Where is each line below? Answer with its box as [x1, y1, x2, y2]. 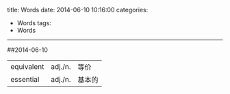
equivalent [10, 62, 44, 71]
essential [10, 75, 40, 84]
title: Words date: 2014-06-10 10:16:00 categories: [7, 6, 149, 14]
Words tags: [16, 19, 51, 27]
